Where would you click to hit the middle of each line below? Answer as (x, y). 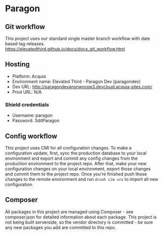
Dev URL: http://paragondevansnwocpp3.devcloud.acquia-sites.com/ (82, 87)
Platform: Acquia (29, 76)
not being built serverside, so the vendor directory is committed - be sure (79, 222)
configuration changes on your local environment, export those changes (78, 169)
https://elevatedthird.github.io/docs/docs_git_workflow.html (65, 49)
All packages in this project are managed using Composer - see (69, 211)
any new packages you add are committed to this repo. (61, 227)
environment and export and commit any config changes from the (71, 158)
